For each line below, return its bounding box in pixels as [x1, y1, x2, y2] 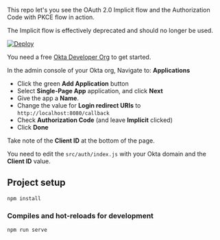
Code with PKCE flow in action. [7, 13, 95, 21]
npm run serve [7, 226, 48, 234]
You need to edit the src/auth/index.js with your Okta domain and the [7, 150, 207, 158]
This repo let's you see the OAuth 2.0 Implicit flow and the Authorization [7, 6, 210, 14]
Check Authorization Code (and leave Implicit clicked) [16, 116, 173, 124]
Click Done [16, 123, 49, 131]
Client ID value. [7, 157, 51, 165]
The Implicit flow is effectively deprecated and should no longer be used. [7, 27, 214, 34]
